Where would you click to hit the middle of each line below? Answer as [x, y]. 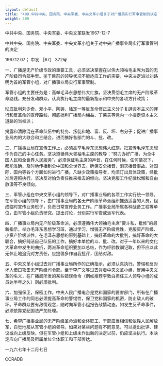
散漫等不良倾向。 [22, 184]
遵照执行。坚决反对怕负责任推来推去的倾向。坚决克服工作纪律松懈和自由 [86, 178]
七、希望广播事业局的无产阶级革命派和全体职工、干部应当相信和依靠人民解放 [81, 321]
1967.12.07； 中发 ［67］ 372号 [36, 60]
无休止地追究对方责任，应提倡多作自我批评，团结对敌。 [60, 254]
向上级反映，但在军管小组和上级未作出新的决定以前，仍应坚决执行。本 [83, 333]
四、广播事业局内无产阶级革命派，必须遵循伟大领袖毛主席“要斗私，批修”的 [79, 223]
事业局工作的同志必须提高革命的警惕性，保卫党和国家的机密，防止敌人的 [77, 298]
